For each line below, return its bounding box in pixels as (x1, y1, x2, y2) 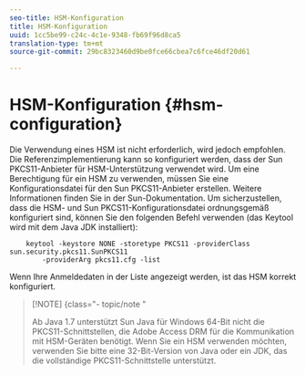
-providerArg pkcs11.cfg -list (42, 255, 161, 265)
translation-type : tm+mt (9, 38, 104, 48)
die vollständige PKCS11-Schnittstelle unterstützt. (31, 355, 217, 366)
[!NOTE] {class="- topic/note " (31, 298, 147, 310)
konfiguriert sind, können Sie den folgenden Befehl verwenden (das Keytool (9, 212, 294, 224)
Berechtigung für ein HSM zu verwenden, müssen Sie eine (9, 173, 229, 184)
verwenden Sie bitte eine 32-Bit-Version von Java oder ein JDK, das (31, 346, 288, 357)
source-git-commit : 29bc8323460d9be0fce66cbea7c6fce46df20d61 (9, 47, 250, 57)
